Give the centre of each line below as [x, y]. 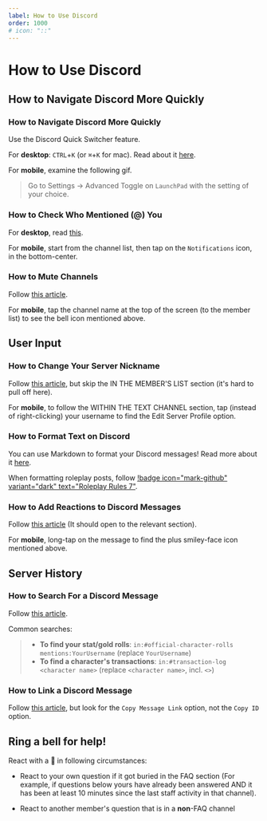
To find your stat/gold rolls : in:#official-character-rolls [136, 644]
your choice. [48, 194]
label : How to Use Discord [53, 16]
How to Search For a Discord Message [84, 596]
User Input [35, 343]
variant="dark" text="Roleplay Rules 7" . [73, 486]
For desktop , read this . [46, 232]
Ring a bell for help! [57, 742]
